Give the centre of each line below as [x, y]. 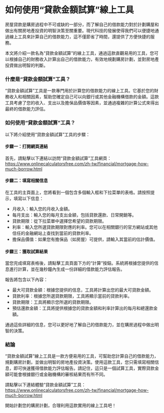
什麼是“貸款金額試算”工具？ [38, 79]
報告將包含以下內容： [26, 280]
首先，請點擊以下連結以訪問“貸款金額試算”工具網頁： [58, 158]
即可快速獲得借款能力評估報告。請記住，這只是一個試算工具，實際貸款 [84, 368]
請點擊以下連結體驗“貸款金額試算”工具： [46, 385]
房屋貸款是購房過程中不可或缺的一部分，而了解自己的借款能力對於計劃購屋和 [82, 24]
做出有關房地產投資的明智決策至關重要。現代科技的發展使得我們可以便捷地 [80, 30]
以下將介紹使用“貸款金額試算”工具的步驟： [48, 134]
